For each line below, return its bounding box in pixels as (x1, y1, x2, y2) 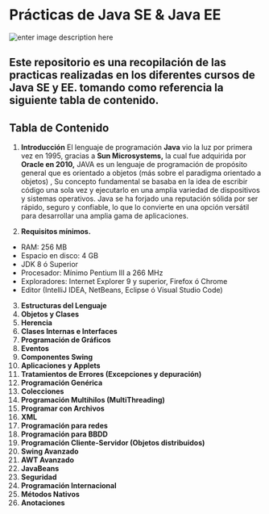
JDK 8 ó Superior (20, 260, 79, 270)
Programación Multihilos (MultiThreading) (20, 395, 166, 405)
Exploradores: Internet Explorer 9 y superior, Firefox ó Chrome (20, 277, 228, 286)
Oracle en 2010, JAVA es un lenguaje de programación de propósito (20, 160, 248, 169)
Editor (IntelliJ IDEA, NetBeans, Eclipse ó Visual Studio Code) (20, 285, 224, 295)
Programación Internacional (20, 481, 117, 491)
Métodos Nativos (20, 490, 80, 499)
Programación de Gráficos (20, 335, 111, 345)
